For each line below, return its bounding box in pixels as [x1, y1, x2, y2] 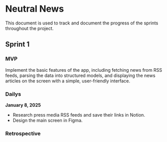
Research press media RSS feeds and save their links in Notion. [12, 111, 146, 118]
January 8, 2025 [5, 102, 41, 108]
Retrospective [5, 130, 41, 137]
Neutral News [5, 3, 64, 15]
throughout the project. [5, 25, 54, 31]
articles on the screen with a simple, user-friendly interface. [5, 77, 130, 84]
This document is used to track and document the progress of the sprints [5, 20, 158, 26]
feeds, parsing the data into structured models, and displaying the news [5, 72, 156, 78]
